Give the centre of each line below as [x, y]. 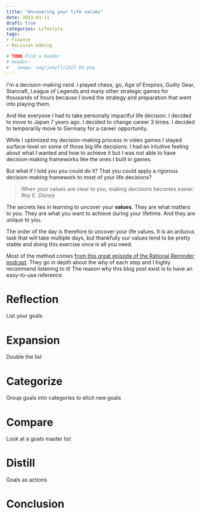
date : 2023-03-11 [28, 17]
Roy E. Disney [38, 195]
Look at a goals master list [39, 439]
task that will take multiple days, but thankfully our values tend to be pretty [98, 238]
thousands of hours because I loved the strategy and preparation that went [99, 98]
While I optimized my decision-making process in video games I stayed [94, 140]
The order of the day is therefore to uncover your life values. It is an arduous [100, 231]
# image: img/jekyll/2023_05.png [51, 67]
